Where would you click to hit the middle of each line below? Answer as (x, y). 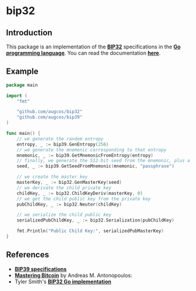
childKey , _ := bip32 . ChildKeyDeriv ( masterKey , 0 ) (80, 193)
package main (22, 85)
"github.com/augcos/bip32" (50, 112)
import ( (17, 95)
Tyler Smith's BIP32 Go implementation (63, 282)
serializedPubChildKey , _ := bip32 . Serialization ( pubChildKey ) (96, 220)
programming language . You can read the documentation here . (83, 53)
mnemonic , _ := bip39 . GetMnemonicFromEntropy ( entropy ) (85, 155)
